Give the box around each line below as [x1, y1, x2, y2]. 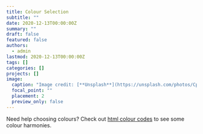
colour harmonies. [6, 121, 52, 129]
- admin [11, 48, 31, 54]
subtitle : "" [6, 14, 39, 21]
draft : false [6, 31, 39, 37]
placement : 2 [11, 93, 45, 99]
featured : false [6, 37, 47, 43]
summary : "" [6, 25, 36, 32]
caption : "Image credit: [11, 82, 74, 88]
